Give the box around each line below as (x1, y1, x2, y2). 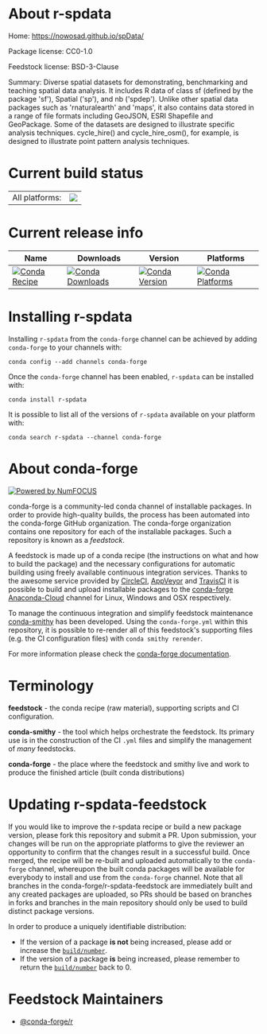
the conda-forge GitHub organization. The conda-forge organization (8, 518, 232, 528)
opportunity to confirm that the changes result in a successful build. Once (8, 847, 250, 857)
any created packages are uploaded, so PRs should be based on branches (8, 889, 253, 899)
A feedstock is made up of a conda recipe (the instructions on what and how (8, 550, 259, 560)
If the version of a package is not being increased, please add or (19, 937, 232, 947)
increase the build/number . (19, 945, 108, 955)
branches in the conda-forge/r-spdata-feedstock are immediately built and (8, 881, 253, 890)
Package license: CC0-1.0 (8, 46, 93, 56)
